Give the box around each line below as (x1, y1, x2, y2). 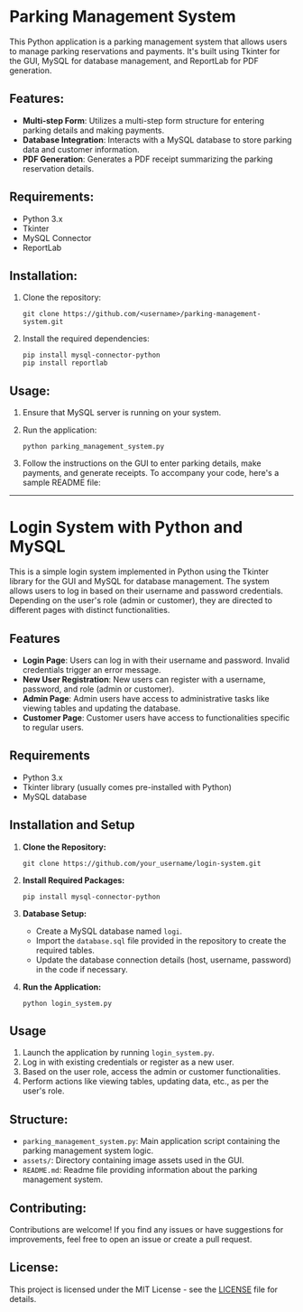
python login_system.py (22, 999, 113, 1008)
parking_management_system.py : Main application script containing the (22, 1136, 281, 1147)
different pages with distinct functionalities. (9, 605, 170, 616)
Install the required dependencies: (22, 333, 151, 344)
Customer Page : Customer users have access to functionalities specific (22, 712, 290, 723)
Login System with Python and (9, 517, 243, 538)
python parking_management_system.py (22, 442, 165, 451)
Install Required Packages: (22, 874, 125, 886)
